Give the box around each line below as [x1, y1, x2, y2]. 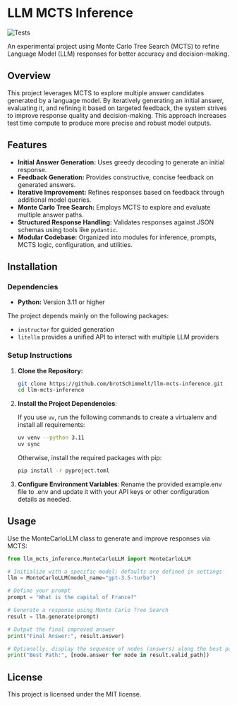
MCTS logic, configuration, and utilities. [17, 240, 133, 248]
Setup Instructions [7, 351, 73, 361]
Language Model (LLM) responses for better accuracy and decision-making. [7, 49, 229, 58]
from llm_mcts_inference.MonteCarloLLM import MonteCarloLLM [7, 555, 191, 562]
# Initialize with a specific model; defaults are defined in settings [7, 568, 222, 575]
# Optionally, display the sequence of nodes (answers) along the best [7, 645, 222, 652]
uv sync [17, 441, 40, 448]
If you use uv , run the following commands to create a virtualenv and [17, 413, 217, 421]
